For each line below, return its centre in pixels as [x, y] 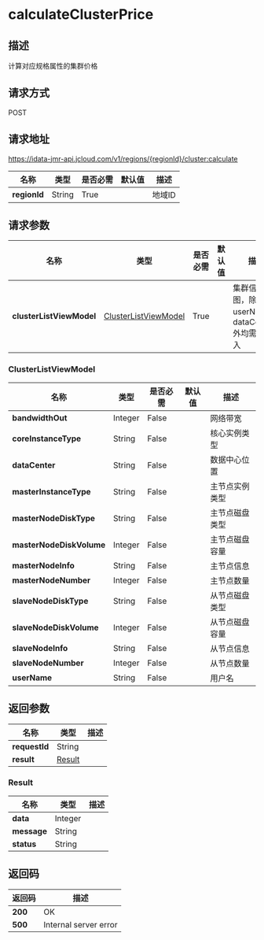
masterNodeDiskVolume [59, 545]
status [24, 844]
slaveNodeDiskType [50, 601]
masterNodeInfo [43, 565]
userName [32, 677]
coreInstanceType [47, 439]
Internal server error [81, 924]
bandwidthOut [40, 417]
